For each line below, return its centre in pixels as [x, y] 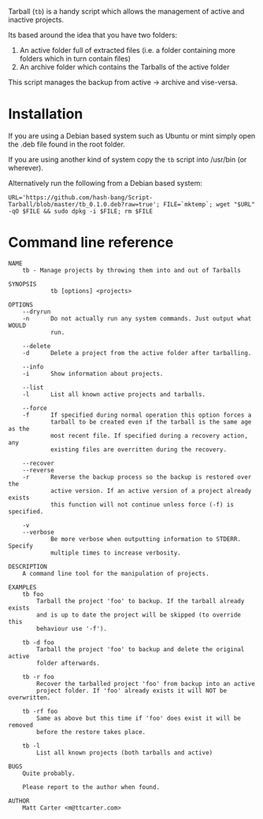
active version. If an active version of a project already [151, 491]
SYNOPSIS [22, 284]
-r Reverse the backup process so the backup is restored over [137, 477]
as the [19, 428]
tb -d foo [39, 642]
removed [21, 725]
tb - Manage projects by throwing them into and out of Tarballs [132, 270]
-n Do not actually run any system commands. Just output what [137, 318]
